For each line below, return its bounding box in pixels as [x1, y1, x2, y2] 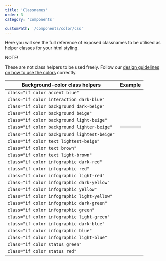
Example [119, 81, 141, 88]
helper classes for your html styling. [5, 45, 79, 51]
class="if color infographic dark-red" [7, 159, 102, 165]
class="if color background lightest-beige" [7, 132, 115, 137]
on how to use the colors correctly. [5, 70, 77, 76]
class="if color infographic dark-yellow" [7, 180, 110, 186]
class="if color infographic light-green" [7, 214, 110, 220]
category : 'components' [5, 17, 55, 22]
